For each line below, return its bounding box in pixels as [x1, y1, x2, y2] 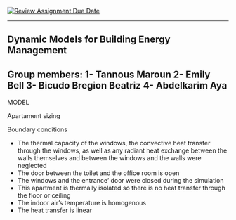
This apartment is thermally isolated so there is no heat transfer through [17, 183, 226, 193]
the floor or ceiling [17, 191, 72, 200]
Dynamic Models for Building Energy [7, 34, 171, 46]
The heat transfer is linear [17, 206, 93, 214]
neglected [17, 162, 47, 170]
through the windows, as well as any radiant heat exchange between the [17, 146, 228, 155]
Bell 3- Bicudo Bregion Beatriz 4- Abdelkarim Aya [7, 79, 228, 91]
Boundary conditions [7, 125, 68, 134]
